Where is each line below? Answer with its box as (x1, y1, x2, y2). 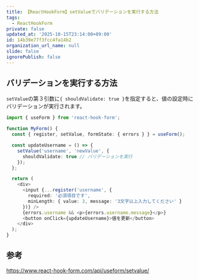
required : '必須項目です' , (28, 193, 91, 199)
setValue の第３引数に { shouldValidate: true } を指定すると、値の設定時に (6, 95, 194, 102)
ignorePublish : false (6, 54, 61, 60)
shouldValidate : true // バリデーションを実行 (22, 153, 133, 159)
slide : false (6, 48, 39, 55)
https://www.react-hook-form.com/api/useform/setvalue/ (6, 267, 149, 274)
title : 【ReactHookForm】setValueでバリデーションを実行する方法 (6, 8, 159, 15)
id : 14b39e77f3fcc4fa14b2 (6, 37, 71, 43)
